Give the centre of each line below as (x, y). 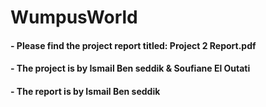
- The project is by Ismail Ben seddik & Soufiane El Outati (130, 68)
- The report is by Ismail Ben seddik (85, 91)
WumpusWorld (74, 17)
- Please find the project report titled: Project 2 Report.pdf (133, 45)
